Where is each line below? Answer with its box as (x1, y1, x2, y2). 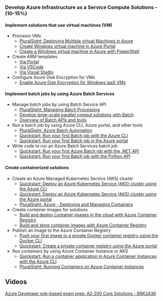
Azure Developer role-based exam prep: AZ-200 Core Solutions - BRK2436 (5, 291, 156, 297)
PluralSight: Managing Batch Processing (19, 107, 100, 113)
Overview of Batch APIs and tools (19, 117, 87, 123)
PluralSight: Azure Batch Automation (19, 127, 92, 133)
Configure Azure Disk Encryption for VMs (12, 75, 95, 80)
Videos (5, 278, 27, 286)
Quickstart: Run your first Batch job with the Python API (19, 153, 130, 160)
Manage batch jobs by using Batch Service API (12, 101, 107, 107)
